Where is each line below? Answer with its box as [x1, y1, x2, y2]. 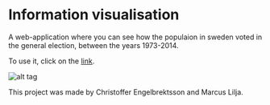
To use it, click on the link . [8, 56, 95, 66]
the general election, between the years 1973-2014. [8, 40, 179, 50]
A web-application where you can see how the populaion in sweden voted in [8, 32, 263, 42]
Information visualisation [8, 6, 180, 24]
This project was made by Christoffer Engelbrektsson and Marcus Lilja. [8, 87, 243, 97]
